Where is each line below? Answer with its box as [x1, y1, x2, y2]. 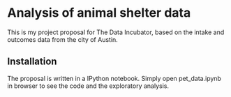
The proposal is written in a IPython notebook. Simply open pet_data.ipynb [7, 74, 222, 82]
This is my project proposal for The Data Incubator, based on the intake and [7, 28, 225, 36]
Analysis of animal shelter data [7, 5, 191, 21]
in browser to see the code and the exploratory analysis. [7, 82, 170, 90]
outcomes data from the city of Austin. [7, 35, 119, 43]
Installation [7, 56, 57, 68]
